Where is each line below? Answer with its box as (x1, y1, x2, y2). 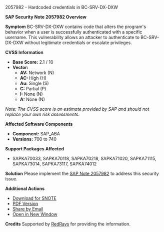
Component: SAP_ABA (12, 131, 60, 137)
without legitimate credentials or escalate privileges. (24, 40, 132, 46)
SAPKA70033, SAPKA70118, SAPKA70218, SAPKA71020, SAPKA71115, (12, 155, 156, 161)
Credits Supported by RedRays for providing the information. (5, 221, 131, 227)
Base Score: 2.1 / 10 (12, 59, 53, 65)
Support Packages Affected (5, 146, 64, 152)
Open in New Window (12, 211, 57, 217)
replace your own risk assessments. (5, 111, 80, 117)
